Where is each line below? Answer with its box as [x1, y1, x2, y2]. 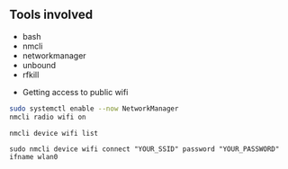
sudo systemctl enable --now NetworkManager [9, 103, 179, 113]
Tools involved [9, 7, 93, 22]
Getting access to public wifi [22, 86, 129, 97]
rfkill [22, 69, 40, 80]
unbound [22, 59, 57, 70]
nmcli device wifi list [9, 129, 99, 138]
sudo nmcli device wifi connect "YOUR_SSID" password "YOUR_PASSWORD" [9, 145, 280, 154]
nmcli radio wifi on [9, 112, 87, 121]
